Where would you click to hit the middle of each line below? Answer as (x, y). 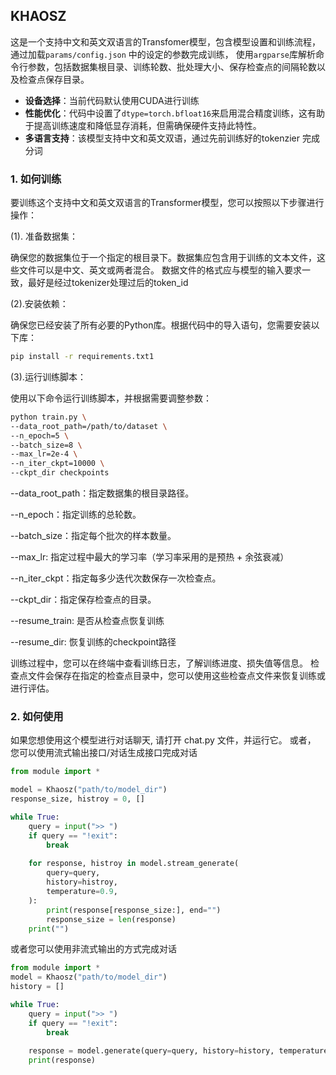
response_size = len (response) (111, 919)
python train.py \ (48, 417)
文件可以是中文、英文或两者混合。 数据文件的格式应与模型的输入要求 (160, 270)
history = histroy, (82, 882)
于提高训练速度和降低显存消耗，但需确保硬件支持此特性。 (143, 125)
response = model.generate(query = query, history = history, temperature (178, 1051)
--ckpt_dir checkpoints (60, 473)
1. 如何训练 (36, 179)
